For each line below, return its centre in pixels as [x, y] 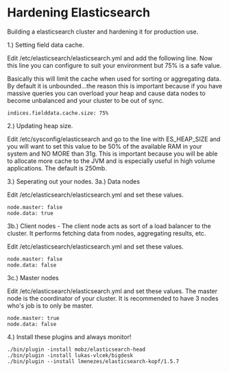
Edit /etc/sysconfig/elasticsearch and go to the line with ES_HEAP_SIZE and [114, 139]
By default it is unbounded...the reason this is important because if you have [115, 86]
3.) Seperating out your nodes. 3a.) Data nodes [74, 181]
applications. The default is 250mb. [57, 168]
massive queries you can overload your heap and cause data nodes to [106, 93]
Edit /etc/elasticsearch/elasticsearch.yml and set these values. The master [112, 291]
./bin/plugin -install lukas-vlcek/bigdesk [70, 355]
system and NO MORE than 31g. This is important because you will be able [112, 153]
